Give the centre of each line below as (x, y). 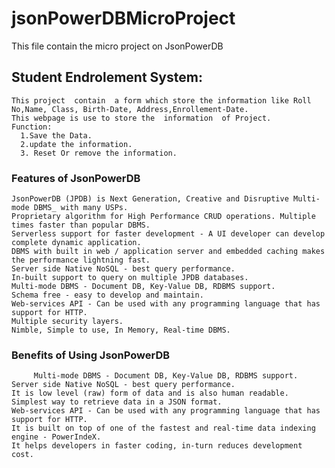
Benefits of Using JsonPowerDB (91, 355)
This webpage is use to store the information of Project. (141, 118)
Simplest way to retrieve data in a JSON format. (117, 402)
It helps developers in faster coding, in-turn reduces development (157, 446)
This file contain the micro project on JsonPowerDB (117, 46)
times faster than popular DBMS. (81, 225)
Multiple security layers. (67, 322)
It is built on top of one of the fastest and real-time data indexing (163, 428)
